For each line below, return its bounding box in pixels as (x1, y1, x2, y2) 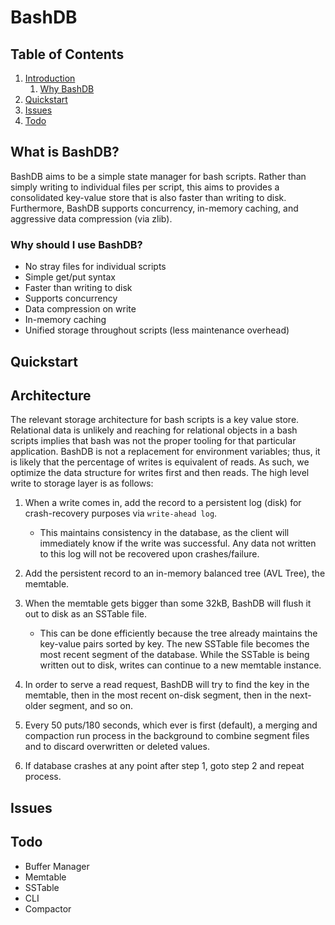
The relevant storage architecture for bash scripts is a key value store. (10, 414, 300, 426)
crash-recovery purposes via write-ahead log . (24, 507, 218, 520)
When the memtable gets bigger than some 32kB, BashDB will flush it (24, 597, 312, 610)
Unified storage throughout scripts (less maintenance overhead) (24, 324, 290, 336)
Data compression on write (24, 303, 137, 315)
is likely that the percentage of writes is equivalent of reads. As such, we (10, 456, 310, 468)
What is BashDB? (10, 144, 120, 161)
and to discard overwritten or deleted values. (24, 741, 210, 753)
